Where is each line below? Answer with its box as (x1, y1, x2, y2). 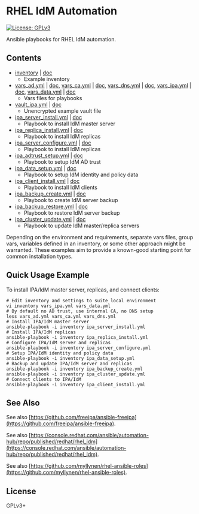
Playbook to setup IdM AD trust (23, 158, 101, 166)
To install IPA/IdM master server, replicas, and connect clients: (6, 286, 160, 293)
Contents (6, 53, 42, 64)
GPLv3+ (6, 502, 26, 509)
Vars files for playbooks (23, 94, 82, 101)
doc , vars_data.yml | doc (14, 88, 76, 95)
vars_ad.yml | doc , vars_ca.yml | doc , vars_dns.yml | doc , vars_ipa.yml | (14, 82, 192, 89)
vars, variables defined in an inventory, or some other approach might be (6, 240, 186, 247)
